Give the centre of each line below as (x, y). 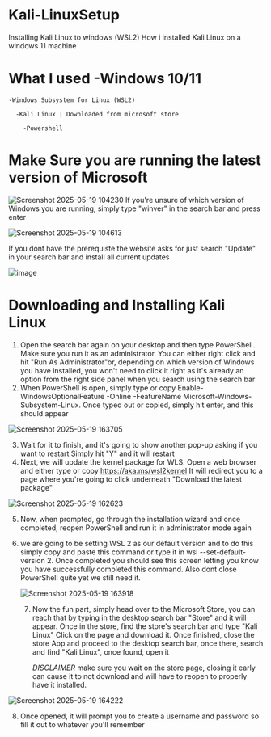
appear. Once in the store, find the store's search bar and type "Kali (145, 626)
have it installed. (59, 684)
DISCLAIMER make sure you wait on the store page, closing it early (144, 668)
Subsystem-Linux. (51, 405)
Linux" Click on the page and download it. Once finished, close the (143, 634)
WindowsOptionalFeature (62, 396)
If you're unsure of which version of (184, 200)
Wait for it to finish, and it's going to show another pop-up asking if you (139, 444)
